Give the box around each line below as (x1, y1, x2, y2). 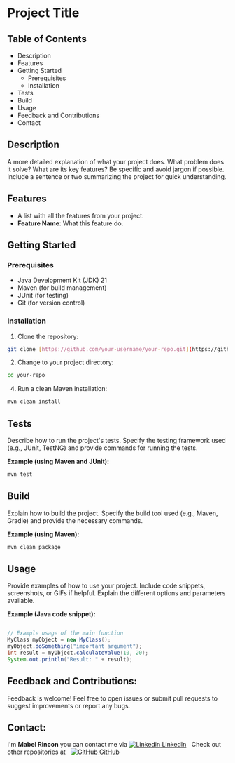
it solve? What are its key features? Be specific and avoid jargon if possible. (7, 165, 225, 173)
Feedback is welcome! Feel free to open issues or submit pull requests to (7, 694, 218, 703)
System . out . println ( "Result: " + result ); (7, 656, 133, 663)
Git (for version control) (17, 298, 85, 307)
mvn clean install (7, 398, 61, 405)
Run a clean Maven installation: (17, 385, 107, 393)
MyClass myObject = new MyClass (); (7, 637, 111, 644)
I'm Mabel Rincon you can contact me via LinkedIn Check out (7, 741, 222, 749)
